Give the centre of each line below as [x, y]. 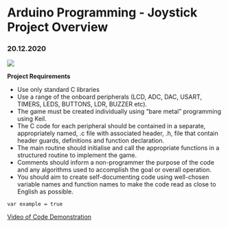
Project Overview [58, 27]
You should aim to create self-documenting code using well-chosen [113, 177]
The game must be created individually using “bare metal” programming [119, 112]
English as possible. [45, 192]
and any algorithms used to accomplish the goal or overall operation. [114, 170]
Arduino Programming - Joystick [102, 13]
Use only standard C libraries [58, 90]
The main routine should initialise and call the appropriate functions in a [118, 148]
